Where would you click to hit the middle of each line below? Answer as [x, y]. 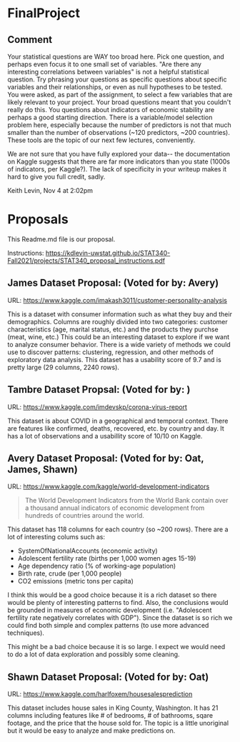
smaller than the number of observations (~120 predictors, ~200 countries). [119, 132]
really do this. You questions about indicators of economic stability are [111, 110]
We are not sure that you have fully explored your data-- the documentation [119, 154]
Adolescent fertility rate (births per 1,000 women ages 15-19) [107, 558]
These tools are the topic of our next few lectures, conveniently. [101, 140]
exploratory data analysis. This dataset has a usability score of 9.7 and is [114, 359]
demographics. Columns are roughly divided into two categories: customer [118, 321]
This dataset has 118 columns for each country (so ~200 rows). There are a [118, 529]
